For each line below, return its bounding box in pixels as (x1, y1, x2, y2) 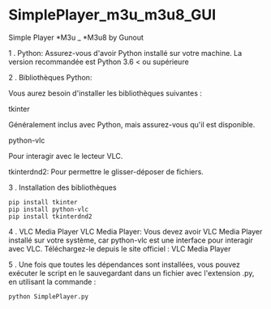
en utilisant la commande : (8, 277, 97, 286)
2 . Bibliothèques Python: (8, 72, 92, 82)
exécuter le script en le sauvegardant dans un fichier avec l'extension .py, (8, 268, 255, 277)
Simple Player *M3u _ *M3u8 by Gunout (8, 32, 144, 42)
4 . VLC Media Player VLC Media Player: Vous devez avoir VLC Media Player (8, 226, 263, 236)
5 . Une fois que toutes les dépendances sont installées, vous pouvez (8, 260, 241, 269)
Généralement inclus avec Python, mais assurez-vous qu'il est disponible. (8, 119, 256, 129)
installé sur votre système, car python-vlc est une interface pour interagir (8, 235, 253, 245)
